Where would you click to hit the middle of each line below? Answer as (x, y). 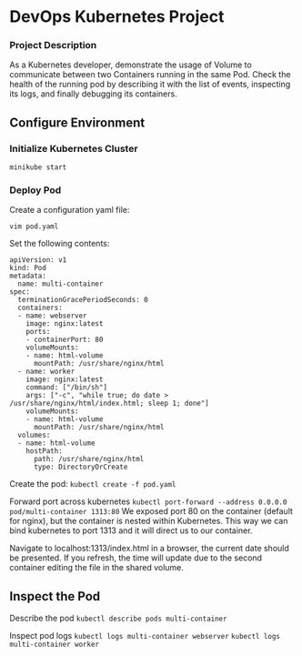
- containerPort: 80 (65, 340)
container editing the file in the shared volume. (97, 568)
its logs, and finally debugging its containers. (93, 94)
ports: (38, 332)
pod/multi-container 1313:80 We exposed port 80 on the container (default (151, 511)
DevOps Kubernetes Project (117, 17)
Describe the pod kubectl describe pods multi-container (118, 618)
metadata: (28, 276)
